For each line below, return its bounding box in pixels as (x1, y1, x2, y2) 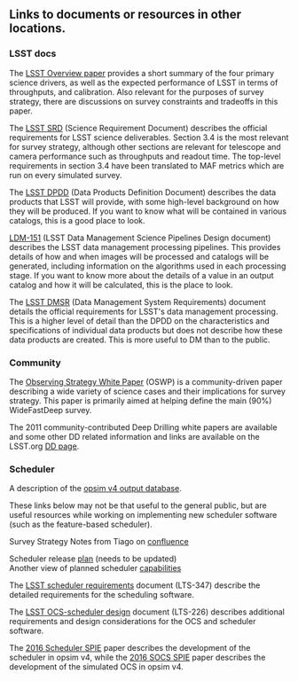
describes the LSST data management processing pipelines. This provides (9, 241, 281, 252)
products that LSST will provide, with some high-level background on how (9, 196, 279, 207)
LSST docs (9, 48, 57, 60)
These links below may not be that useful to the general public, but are (9, 500, 268, 511)
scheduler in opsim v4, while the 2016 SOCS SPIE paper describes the (9, 652, 266, 663)
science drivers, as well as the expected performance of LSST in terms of (9, 77, 278, 88)
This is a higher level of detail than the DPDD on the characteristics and (9, 315, 270, 326)
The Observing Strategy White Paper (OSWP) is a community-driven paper (9, 376, 283, 387)
